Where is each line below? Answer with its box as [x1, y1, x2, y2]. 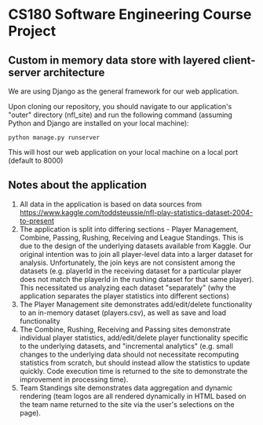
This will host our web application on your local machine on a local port [8, 148, 239, 156]
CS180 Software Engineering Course [8, 5, 252, 24]
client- [222, 53, 256, 67]
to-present [19, 216, 55, 225]
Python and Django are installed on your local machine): [8, 119, 190, 127]
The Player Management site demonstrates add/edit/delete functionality [19, 299, 253, 309]
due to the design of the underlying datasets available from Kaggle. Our [19, 241, 251, 251]
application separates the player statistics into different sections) [19, 291, 230, 300]
